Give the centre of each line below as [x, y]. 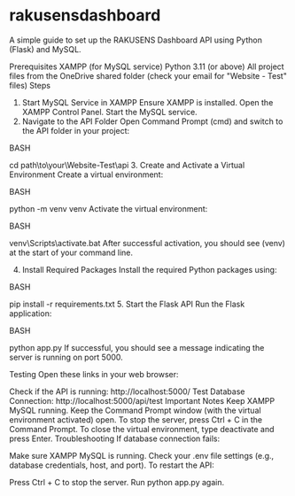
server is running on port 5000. [66, 357]
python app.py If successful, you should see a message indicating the [137, 347]
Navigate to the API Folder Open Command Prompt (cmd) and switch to [152, 121]
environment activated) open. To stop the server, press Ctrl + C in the [136, 419]
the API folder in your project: [76, 130]
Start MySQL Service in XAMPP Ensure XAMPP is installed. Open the [147, 102]
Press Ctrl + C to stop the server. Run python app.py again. [116, 482]
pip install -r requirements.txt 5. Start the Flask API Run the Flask [127, 304]
